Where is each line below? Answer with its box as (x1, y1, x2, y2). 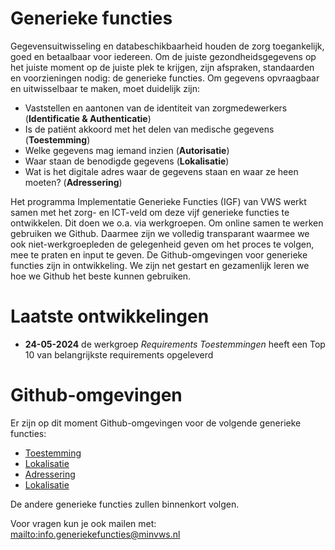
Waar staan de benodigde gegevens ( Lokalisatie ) (24, 155, 230, 167)
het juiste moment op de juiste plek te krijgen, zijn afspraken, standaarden (10, 61, 315, 73)
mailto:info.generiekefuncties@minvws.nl (10, 528, 181, 540)
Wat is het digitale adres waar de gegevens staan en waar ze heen (24, 165, 299, 177)
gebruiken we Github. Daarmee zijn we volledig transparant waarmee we (10, 227, 310, 239)
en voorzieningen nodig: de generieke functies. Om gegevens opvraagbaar (10, 72, 320, 84)
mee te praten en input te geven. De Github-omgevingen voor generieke (10, 248, 308, 261)
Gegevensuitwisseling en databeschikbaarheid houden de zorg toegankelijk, (10, 40, 325, 52)
